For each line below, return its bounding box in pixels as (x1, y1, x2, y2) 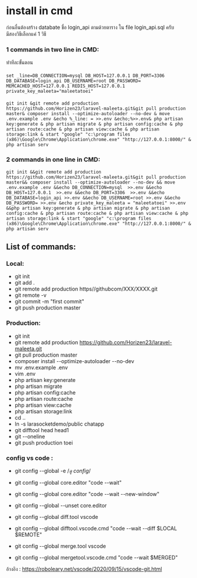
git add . (14, 279, 35, 286)
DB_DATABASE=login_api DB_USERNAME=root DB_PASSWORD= (6, 78, 142, 84)
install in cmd (6, 4, 73, 18)
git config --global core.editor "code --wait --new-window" (14, 491, 160, 497)
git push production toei (14, 439, 73, 446)
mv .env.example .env (14, 364, 68, 371)
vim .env (14, 370, 36, 377)
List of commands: (6, 242, 77, 252)
